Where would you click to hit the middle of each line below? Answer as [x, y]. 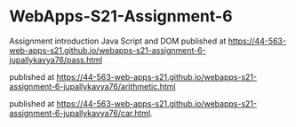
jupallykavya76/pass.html [56, 60]
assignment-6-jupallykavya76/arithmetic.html [92, 86]
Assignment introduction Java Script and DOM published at [118, 41]
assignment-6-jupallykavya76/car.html [80, 113]
